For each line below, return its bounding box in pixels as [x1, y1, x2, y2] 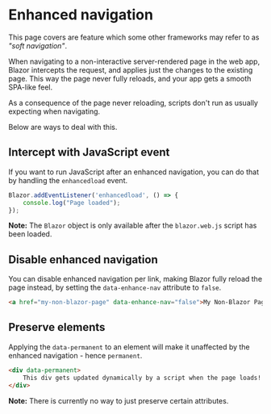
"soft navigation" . [8, 40, 67, 50]
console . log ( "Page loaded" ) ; [23, 199, 121, 207]
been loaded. [8, 229, 52, 239]
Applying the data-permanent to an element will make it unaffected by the [8, 341, 250, 352]
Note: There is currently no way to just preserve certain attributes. [8, 395, 229, 405]
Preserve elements [8, 320, 106, 334]
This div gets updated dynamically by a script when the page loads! [23, 374, 262, 382]
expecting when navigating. [8, 107, 101, 116]
